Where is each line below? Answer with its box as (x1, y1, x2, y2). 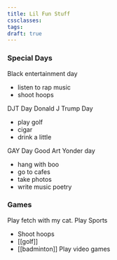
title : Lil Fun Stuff (7, 10, 71, 18)
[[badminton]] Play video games (17, 244, 111, 253)
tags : (7, 23, 23, 30)
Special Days (7, 54, 53, 63)
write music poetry (17, 182, 72, 191)
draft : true (7, 30, 42, 37)
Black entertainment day (7, 69, 78, 78)
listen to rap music (17, 82, 71, 92)
